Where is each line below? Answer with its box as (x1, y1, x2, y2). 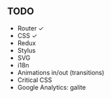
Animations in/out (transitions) (17, 68, 105, 76)
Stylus (17, 46, 36, 54)
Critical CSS (17, 76, 52, 84)
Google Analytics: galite (17, 83, 86, 91)
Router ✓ (17, 24, 44, 32)
